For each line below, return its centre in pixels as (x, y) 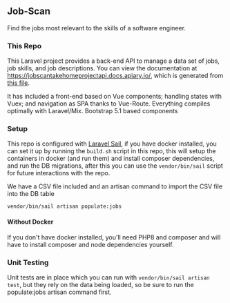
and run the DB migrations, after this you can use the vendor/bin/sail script (115, 166)
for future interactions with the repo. (59, 173)
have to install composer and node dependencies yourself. (90, 244)
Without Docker (30, 222)
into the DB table (31, 194)
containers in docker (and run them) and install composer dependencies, (111, 159)
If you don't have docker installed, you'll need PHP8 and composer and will (114, 237)
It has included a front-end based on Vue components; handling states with (115, 97)
